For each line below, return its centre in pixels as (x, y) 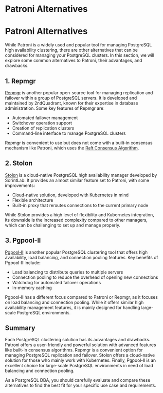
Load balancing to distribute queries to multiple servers (67, 272)
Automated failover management (45, 118)
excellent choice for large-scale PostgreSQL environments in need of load (79, 366)
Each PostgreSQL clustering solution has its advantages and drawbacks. (78, 340)
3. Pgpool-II (23, 240)
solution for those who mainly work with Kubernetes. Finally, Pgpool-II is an (81, 360)
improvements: (20, 185)
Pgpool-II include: (23, 263)
